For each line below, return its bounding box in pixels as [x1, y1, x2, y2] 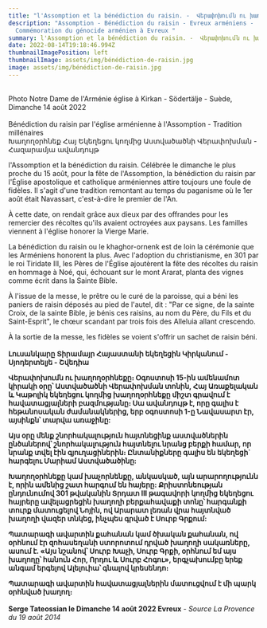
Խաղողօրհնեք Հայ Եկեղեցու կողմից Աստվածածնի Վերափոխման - [8, 136, 257, 146]
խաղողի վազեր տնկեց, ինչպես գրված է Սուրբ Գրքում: [8, 513, 207, 523]
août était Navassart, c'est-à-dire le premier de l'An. [8, 194, 179, 203]
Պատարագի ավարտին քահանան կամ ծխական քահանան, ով [8, 529, 238, 539]
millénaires [8, 128, 44, 137]
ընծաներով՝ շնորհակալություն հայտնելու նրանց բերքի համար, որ [8, 439, 252, 449]
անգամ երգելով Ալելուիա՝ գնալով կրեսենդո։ [8, 563, 169, 572]
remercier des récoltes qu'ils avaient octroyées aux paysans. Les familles [8, 218, 248, 227]
